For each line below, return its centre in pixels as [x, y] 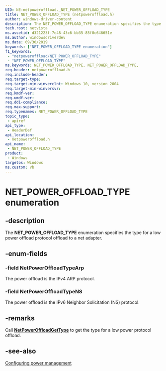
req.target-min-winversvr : [33, 88]
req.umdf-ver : [20, 98]
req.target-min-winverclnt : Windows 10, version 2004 [62, 84]
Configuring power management [39, 363]
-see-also [21, 351]
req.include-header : [27, 75]
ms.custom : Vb [20, 167]
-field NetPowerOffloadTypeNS [44, 291]
